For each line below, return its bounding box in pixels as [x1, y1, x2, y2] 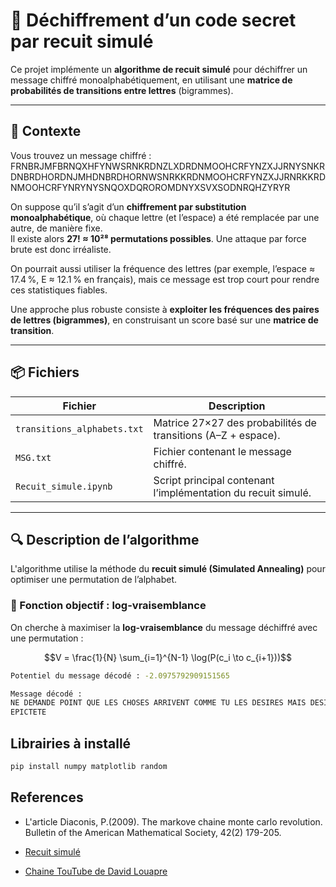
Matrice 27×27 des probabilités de [153, 415, 317, 429]
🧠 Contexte [10, 123, 82, 140]
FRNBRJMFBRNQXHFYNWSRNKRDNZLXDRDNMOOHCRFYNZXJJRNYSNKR [10, 160, 325, 172]
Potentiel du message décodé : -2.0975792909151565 [10, 670, 230, 681]
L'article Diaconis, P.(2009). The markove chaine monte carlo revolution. [24, 815, 323, 828]
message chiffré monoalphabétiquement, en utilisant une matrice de [10, 74, 293, 86]
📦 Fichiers [10, 364, 80, 381]
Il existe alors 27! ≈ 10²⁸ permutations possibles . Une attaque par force [10, 232, 307, 244]
